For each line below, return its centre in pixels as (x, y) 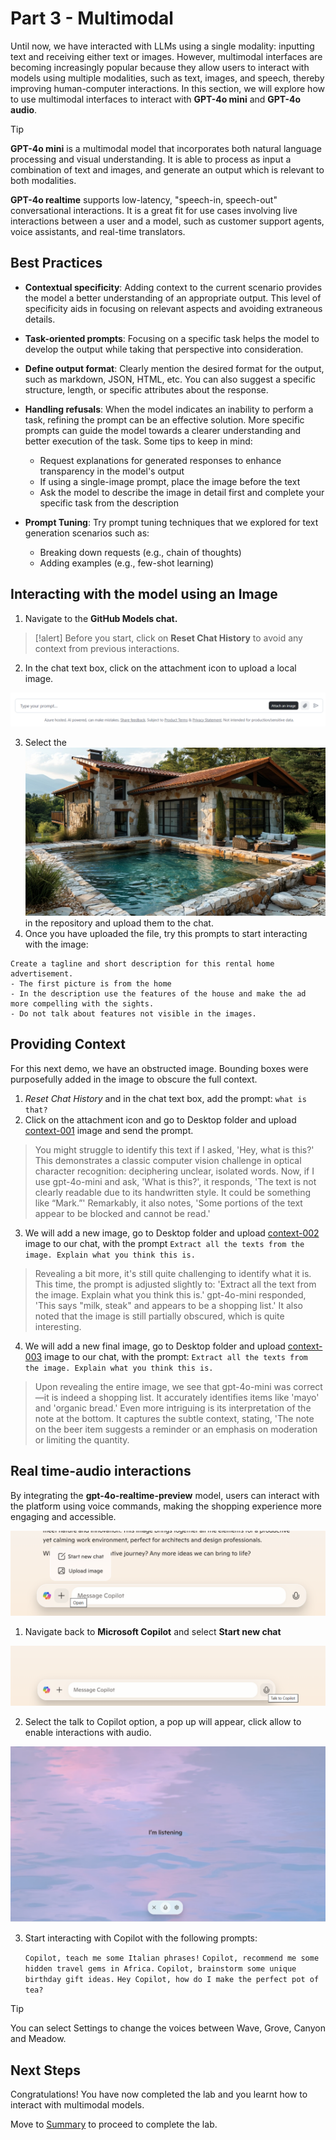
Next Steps (45, 2070)
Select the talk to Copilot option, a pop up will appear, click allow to (163, 1721)
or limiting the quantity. (82, 1439)
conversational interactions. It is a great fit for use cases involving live (154, 210)
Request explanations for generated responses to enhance (160, 460)
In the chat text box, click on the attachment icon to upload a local (160, 668)
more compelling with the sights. (82, 1003)
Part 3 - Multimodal (92, 18)
